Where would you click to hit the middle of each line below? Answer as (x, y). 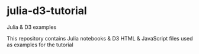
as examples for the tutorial (40, 45)
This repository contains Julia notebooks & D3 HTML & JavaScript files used (100, 38)
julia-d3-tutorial (47, 11)
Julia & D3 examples (32, 27)
